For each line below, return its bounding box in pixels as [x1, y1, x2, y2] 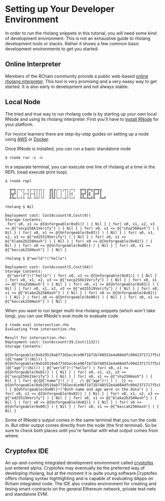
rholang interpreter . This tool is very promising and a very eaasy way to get [5, 78, 157, 84]
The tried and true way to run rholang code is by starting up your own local [5, 111, 157, 117]
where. [5, 433, 20, 439]
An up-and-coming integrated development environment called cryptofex [5, 460, 154, 466]
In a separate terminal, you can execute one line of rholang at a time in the [5, 164, 156, 170]
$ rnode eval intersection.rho [5, 322, 69, 327]
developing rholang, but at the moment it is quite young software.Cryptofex [5, 471, 157, 476]
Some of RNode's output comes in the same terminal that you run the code [5, 417, 157, 423]
